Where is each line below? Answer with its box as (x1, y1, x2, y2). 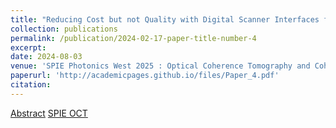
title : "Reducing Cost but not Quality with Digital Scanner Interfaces (10, 14, 320, 25)
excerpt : (10, 42, 47, 53)
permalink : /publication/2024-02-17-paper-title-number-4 (10, 33, 257, 43)
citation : (10, 80, 52, 90)
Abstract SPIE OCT (10, 107, 88, 119)
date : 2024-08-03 (10, 52, 83, 62)
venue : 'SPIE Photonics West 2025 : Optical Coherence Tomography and (10, 61, 311, 71)
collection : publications (10, 24, 118, 34)
